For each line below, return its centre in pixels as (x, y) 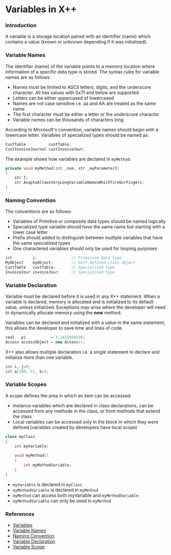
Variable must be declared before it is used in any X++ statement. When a (83, 296)
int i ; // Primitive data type (64, 258)
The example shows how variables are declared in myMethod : (68, 159)
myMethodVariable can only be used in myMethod (62, 501)
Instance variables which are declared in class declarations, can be (83, 405)
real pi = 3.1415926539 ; (45, 337)
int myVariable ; (32, 446)
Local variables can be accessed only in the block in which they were (85, 422)
